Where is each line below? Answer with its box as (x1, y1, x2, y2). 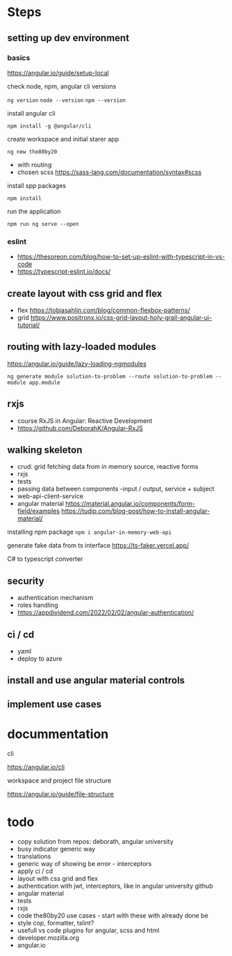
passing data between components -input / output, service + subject (17, 485, 215, 493)
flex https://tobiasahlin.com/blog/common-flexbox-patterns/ (17, 306, 190, 314)
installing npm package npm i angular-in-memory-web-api (7, 527, 172, 537)
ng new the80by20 (7, 148, 58, 155)
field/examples (17, 507, 60, 516)
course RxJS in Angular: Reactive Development (17, 416, 153, 425)
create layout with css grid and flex (7, 287, 163, 300)
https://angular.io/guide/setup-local (7, 68, 109, 77)
